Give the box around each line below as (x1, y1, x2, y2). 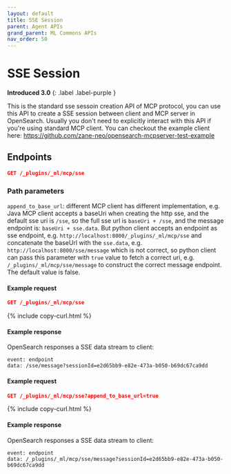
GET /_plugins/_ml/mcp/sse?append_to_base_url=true (7, 392, 159, 399)
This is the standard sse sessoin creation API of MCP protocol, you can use (7, 102, 221, 111)
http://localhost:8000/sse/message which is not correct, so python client (7, 246, 217, 255)
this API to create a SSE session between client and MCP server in (7, 109, 195, 118)
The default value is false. (7, 268, 81, 277)
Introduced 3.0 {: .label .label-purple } (7, 89, 116, 97)
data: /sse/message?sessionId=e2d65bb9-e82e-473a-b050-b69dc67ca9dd (7, 363, 208, 370)
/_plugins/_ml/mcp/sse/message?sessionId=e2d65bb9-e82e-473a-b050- (25, 455, 224, 462)
